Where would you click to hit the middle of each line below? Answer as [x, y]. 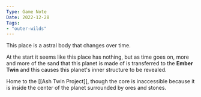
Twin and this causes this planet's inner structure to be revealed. [86, 70]
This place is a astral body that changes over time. [68, 46]
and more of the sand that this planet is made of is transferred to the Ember [100, 63]
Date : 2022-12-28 [28, 17]
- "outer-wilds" [26, 28]
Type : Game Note [26, 12]
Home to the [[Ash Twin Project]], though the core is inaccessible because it [100, 81]
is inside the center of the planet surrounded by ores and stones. [86, 88]
